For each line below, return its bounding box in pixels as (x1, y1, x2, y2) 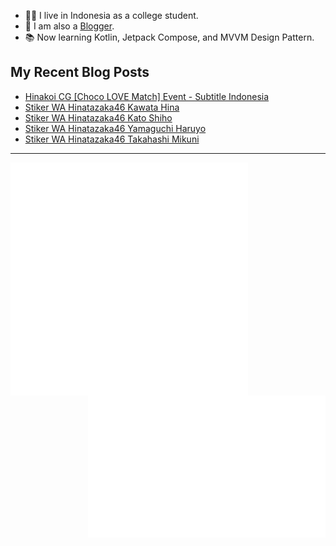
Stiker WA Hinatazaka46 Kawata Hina (24, 101, 180, 113)
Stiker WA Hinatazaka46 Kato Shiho (24, 111, 173, 124)
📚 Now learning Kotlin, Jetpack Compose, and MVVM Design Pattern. (24, 31, 315, 43)
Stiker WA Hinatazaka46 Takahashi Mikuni (24, 133, 200, 145)
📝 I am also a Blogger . (24, 20, 115, 32)
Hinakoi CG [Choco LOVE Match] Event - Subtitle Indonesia (24, 90, 270, 102)
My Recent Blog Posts (10, 64, 150, 81)
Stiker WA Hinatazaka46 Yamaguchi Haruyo (24, 122, 207, 134)
